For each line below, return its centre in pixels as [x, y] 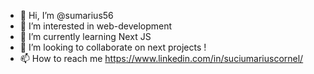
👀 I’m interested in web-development [96, 26]
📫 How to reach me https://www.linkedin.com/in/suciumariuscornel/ [161, 58]
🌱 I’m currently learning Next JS [85, 36]
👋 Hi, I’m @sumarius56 [66, 15]
